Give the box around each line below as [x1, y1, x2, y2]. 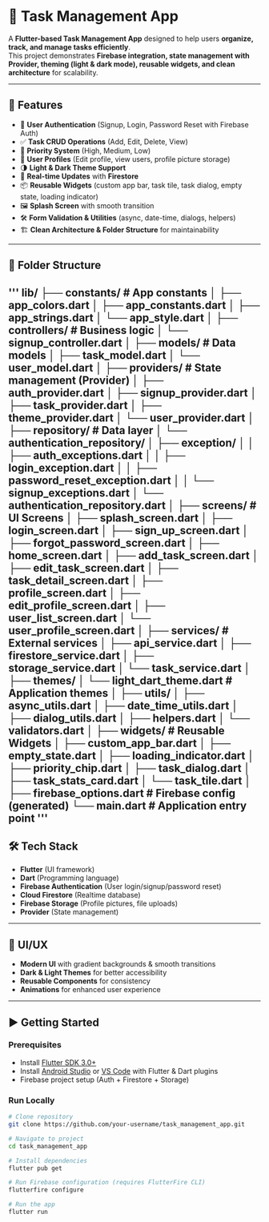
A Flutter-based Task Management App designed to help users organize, [8, 34, 254, 43]
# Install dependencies [8, 1156, 88, 1164]
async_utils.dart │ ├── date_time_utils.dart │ [8, 698, 239, 712]
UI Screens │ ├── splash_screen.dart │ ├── [8, 511, 233, 525]
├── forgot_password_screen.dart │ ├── [8, 536, 220, 549]
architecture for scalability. [8, 67, 98, 77]
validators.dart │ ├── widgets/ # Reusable [8, 724, 225, 738]
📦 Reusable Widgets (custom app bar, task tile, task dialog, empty [19, 180, 243, 190]
